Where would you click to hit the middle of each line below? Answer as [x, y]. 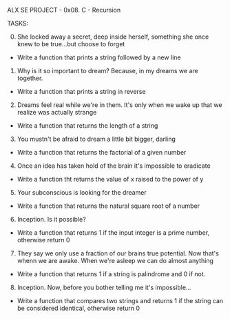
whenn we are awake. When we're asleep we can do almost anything [115, 261]
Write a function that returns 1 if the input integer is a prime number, [113, 233]
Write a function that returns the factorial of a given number [102, 152]
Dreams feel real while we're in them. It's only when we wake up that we [119, 105]
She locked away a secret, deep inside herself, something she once [113, 37]
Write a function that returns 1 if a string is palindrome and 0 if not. [111, 274]
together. [30, 78]
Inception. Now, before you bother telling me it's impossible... [104, 287]
